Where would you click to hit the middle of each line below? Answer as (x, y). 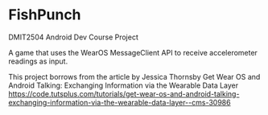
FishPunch (45, 15)
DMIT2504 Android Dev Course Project (74, 37)
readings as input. (38, 61)
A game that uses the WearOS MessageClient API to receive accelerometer (133, 52)
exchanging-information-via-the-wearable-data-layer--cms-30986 (120, 102)
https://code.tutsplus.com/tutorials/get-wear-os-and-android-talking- (124, 93)
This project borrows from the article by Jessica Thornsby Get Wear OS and (134, 76)
